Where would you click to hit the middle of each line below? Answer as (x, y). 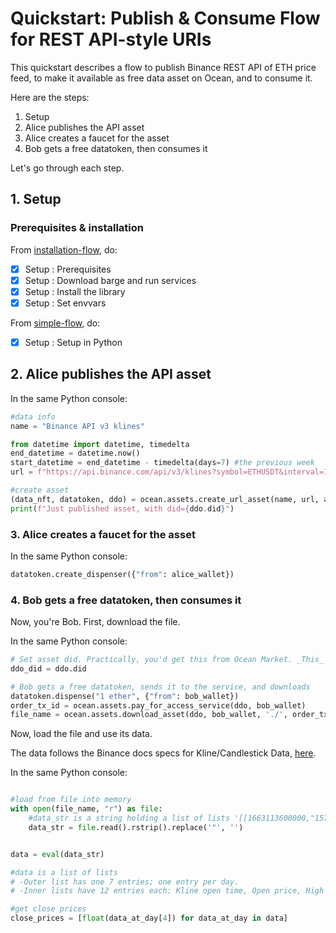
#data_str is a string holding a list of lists (129, 818)
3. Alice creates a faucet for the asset (103, 534)
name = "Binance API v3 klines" (77, 426)
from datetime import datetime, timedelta (100, 444)
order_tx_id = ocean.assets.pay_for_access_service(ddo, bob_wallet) (158, 705)
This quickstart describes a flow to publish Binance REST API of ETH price (163, 67)
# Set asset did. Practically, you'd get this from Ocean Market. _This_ (167, 660)
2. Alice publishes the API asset (111, 374)
